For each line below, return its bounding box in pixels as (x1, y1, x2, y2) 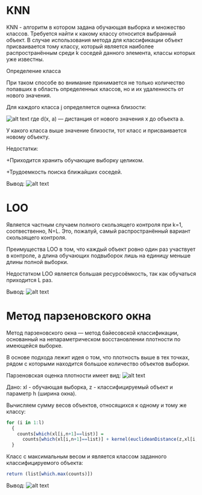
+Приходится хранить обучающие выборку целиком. (6, 156, 144, 163)
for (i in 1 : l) (6, 420, 45, 426)
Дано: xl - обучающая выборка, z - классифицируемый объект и (6, 383, 173, 391)
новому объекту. (6, 133, 50, 140)
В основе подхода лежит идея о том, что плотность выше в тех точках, (6, 353, 190, 361)
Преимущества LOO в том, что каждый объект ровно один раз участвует (6, 245, 196, 253)
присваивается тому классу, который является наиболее (6, 43, 154, 50)
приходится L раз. (6, 276, 53, 283)
